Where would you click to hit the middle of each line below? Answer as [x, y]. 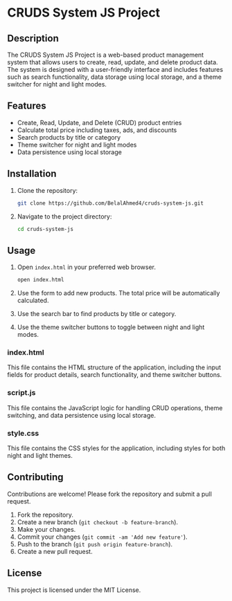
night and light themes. [40, 455]
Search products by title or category [69, 137]
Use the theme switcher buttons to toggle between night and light [111, 327]
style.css [23, 433]
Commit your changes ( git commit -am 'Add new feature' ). [102, 537]
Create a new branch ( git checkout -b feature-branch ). [98, 522]
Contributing [35, 478]
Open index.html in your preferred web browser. [87, 267]
